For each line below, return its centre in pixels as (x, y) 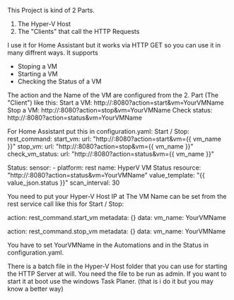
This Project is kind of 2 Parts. (51, 10)
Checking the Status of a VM (59, 81)
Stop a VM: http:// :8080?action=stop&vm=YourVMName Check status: (110, 110)
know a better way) (35, 289)
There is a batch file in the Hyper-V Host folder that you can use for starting (117, 266)
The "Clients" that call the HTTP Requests (78, 31)
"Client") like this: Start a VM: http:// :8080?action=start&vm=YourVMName (116, 103)
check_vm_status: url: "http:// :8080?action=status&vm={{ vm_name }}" (111, 154)
